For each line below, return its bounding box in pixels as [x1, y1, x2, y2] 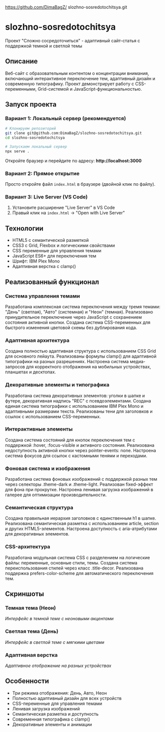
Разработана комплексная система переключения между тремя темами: [5, 303, 161, 309]
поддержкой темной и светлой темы [5, 43, 83, 49]
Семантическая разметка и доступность [12, 711, 99, 717]
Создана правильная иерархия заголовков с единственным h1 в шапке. [5, 515, 157, 521]
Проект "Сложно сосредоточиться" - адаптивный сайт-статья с [5, 37, 140, 43]
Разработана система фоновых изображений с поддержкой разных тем [5, 476, 158, 482]
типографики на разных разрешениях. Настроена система [5, 359, 129, 365]
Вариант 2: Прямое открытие [5, 170, 80, 177]
